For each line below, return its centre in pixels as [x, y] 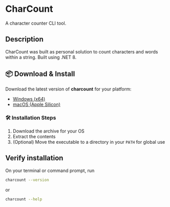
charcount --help [24, 199]
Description [24, 39]
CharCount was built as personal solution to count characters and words [82, 51]
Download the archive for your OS [48, 131]
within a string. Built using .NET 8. [41, 57]
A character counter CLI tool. [36, 23]
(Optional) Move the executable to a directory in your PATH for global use [89, 142]
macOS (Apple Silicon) [36, 104]
